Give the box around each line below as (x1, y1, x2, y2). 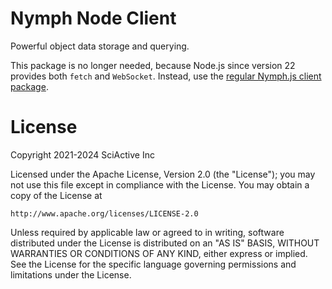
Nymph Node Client (10, 7, 177, 30)
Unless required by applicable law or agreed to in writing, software (10, 226, 285, 238)
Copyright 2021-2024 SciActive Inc (10, 148, 155, 161)
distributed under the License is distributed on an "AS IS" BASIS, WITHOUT (10, 237, 320, 249)
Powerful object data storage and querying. (10, 40, 190, 52)
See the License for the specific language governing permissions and (10, 258, 297, 270)
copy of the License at (10, 189, 103, 201)
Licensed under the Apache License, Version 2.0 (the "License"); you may (10, 168, 316, 180)
